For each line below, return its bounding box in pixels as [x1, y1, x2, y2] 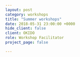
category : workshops [5, 12, 49, 17]
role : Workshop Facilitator [5, 35, 64, 40]
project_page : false [5, 40, 49, 45]
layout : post [5, 7, 33, 12]
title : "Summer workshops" [5, 16, 62, 21]
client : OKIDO [5, 30, 35, 35]
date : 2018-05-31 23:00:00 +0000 [5, 21, 75, 26]
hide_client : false [5, 26, 46, 31]
